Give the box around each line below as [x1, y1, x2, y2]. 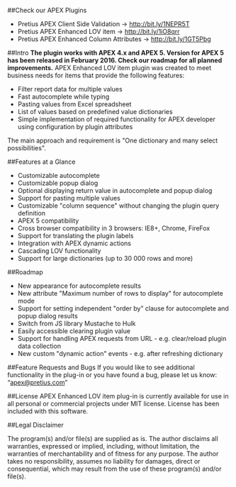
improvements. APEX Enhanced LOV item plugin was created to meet [7, 64, 212, 72]
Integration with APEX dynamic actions [17, 239, 131, 247]
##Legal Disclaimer [7, 421, 64, 429]
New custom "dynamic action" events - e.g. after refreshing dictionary [17, 349, 223, 357]
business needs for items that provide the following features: [7, 71, 185, 79]
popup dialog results [17, 312, 78, 320]
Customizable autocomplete [17, 172, 101, 179]
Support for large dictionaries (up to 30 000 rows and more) [17, 254, 193, 262]
